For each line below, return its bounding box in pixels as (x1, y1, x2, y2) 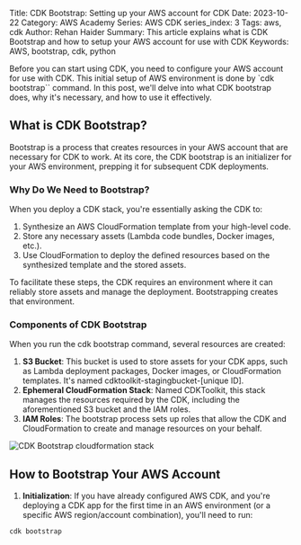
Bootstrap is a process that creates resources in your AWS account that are (9, 141, 288, 152)
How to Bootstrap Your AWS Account (9, 467, 221, 482)
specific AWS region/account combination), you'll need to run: (22, 510, 253, 521)
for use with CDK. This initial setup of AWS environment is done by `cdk (9, 73, 275, 84)
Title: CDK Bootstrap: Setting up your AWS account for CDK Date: (9, 8, 252, 18)
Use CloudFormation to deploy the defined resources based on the (22, 250, 270, 261)
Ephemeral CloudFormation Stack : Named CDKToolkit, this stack (22, 385, 266, 396)
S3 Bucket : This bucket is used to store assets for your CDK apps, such (22, 356, 288, 367)
